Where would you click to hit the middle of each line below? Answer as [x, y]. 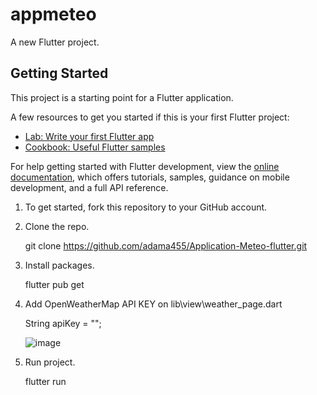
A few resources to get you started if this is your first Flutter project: [150, 117]
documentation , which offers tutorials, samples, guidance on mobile [150, 177]
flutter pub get [54, 284]
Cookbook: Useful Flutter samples [95, 147]
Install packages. [59, 265]
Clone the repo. [57, 226]
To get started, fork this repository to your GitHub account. [146, 207]
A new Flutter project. [55, 42]
